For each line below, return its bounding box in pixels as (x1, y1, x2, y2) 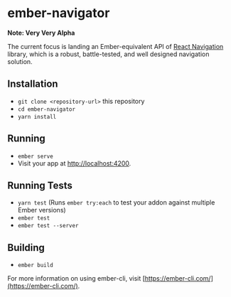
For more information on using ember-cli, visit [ (7, 274, 146, 283)
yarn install (17, 113, 57, 120)
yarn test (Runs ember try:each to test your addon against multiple (17, 198, 215, 207)
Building (7, 242, 45, 254)
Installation (7, 78, 58, 90)
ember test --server (17, 222, 79, 229)
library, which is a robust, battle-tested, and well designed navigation (7, 50, 210, 58)
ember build (17, 261, 53, 269)
